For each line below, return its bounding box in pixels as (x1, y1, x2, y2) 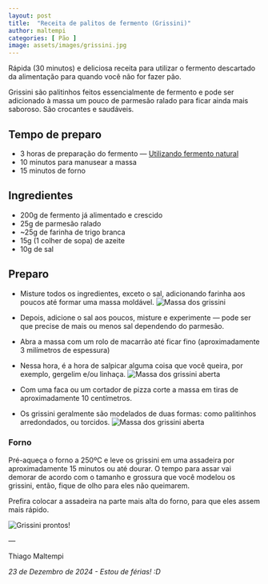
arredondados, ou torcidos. (19, 417, 110, 426)
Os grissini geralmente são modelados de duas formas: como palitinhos (19, 409, 257, 418)
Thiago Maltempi (8, 551, 64, 561)
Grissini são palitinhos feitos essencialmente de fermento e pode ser (8, 87, 234, 97)
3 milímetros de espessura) (19, 345, 110, 354)
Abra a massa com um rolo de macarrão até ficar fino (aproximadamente (19, 337, 260, 346)
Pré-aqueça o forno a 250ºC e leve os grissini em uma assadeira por (8, 455, 234, 465)
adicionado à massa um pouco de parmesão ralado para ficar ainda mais (8, 96, 249, 106)
